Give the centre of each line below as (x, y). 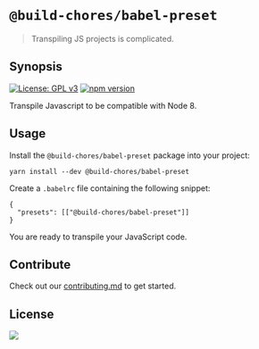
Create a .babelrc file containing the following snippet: (110, 188)
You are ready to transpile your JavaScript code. (98, 237)
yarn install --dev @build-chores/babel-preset (100, 171)
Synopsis (36, 66)
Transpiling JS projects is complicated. (102, 38)
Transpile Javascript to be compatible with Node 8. (103, 105)
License (32, 314)
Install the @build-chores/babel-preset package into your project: (129, 155)
